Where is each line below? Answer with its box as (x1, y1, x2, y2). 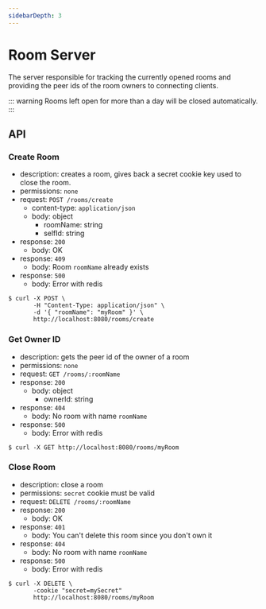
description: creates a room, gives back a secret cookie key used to (19, 169, 242, 179)
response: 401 (19, 522, 66, 531)
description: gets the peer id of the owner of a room (19, 351, 190, 362)
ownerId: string (43, 394, 94, 404)
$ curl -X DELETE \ (8, 580, 73, 588)
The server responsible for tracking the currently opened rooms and (8, 72, 232, 82)
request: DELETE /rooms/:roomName (19, 496, 131, 506)
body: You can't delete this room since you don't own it (31, 530, 213, 540)
